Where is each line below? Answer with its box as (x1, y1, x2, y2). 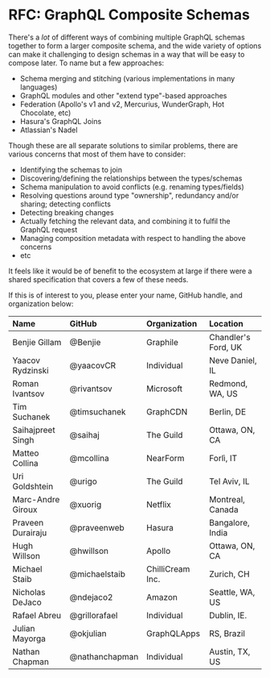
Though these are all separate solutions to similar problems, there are (8, 140, 239, 150)
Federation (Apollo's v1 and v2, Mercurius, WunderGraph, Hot (19, 99, 225, 109)
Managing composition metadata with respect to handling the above (19, 233, 247, 243)
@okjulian (69, 627, 107, 638)
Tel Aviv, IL (208, 476, 251, 487)
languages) (19, 82, 58, 92)
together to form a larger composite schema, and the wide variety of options (8, 40, 262, 50)
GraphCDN (145, 406, 188, 417)
